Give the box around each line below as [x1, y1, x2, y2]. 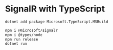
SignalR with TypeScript [5, 3, 105, 14]
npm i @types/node [5, 32, 43, 37]
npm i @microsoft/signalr [5, 28, 58, 33]
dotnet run [5, 41, 27, 46]
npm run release [5, 37, 38, 42]
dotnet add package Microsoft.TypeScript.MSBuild [5, 19, 109, 24]
